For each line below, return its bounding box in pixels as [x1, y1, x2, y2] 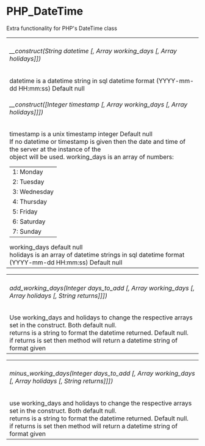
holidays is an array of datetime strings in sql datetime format [9, 251, 185, 259]
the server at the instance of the [9, 145, 101, 154]
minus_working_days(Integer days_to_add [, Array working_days [9, 369, 195, 377]
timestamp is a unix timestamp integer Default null [9, 130, 153, 138]
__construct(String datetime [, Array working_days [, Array [9, 47, 177, 56]
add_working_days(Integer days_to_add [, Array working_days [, [9, 283, 195, 292]
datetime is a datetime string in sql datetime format [9, 76, 155, 85]
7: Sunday [12, 228, 41, 236]
